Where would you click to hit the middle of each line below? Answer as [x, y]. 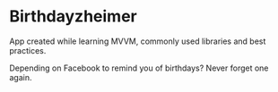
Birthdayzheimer [73, 17]
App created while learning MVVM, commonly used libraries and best [138, 41]
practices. [28, 50]
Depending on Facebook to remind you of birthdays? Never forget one [139, 68]
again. [21, 77]
